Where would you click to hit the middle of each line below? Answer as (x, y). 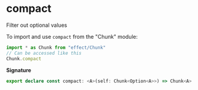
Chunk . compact (24, 58)
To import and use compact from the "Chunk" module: (72, 36)
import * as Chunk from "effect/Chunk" (56, 47)
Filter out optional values (37, 25)
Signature (19, 70)
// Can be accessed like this (44, 53)
